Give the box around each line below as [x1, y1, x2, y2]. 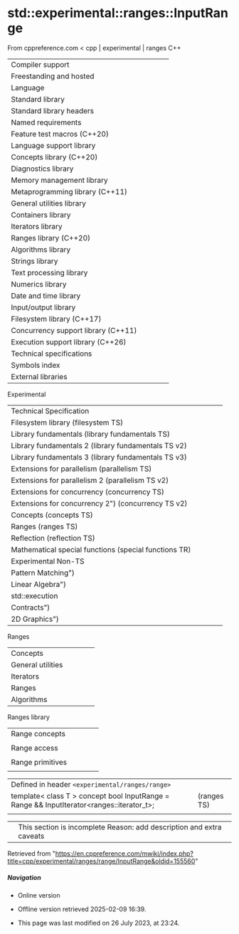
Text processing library [11, 267, 88, 277]
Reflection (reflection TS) [11, 533, 96, 543]
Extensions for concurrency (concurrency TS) [11, 487, 165, 497]
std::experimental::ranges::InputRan [7, 5, 229, 21]
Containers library [11, 210, 71, 220]
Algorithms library [11, 244, 71, 254]
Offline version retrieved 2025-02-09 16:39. [17, 905, 147, 913]
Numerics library [11, 279, 67, 289]
